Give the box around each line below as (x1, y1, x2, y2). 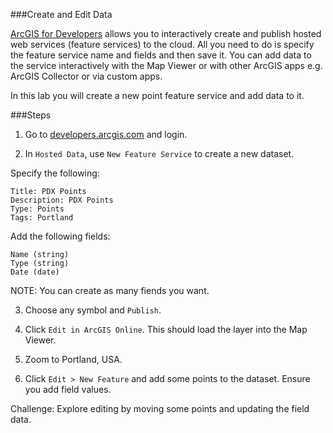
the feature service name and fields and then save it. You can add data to (10, 49, 312, 61)
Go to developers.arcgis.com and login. (24, 129, 188, 140)
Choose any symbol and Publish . (24, 304, 162, 316)
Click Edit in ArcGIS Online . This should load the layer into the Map (24, 324, 308, 335)
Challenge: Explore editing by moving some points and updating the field (10, 403, 310, 414)
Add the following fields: (10, 230, 111, 242)
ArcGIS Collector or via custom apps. (10, 70, 163, 82)
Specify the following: (10, 167, 100, 179)
